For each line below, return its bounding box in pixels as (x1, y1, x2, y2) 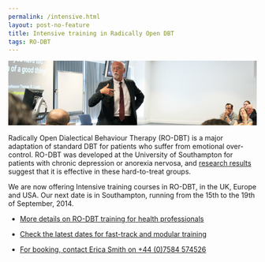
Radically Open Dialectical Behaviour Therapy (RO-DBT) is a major (8, 133, 223, 143)
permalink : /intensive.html (8, 13, 101, 21)
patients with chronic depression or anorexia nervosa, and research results (8, 159, 252, 168)
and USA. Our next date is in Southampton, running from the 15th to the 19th (8, 190, 256, 200)
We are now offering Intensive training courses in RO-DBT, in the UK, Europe (8, 182, 257, 192)
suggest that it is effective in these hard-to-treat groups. (8, 167, 192, 177)
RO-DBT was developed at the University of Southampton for (35, 150, 233, 159)
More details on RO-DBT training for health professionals (19, 214, 204, 224)
